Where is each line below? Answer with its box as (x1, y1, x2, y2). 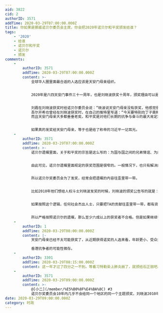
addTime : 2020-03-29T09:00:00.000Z (22, 278, 95, 283)
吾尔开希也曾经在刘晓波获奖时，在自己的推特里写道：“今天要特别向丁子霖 (31, 110, 156, 115)
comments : (5, 57, 25, 62)
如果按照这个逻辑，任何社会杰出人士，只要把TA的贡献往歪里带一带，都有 (31, 202, 155, 207)
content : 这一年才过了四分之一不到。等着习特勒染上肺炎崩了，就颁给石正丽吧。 (22, 264, 162, 269)
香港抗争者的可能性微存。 (31, 246, 75, 251)
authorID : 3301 (22, 255, 53, 260)
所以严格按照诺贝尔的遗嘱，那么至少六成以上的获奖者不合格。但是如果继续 (31, 215, 158, 220)
